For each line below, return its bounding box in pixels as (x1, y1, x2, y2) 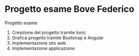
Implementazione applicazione (11, 45, 75, 51)
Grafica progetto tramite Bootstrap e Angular (11, 35, 104, 41)
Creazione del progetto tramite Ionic (11, 29, 87, 35)
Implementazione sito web (11, 40, 66, 46)
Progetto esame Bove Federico (4, 3, 135, 15)
